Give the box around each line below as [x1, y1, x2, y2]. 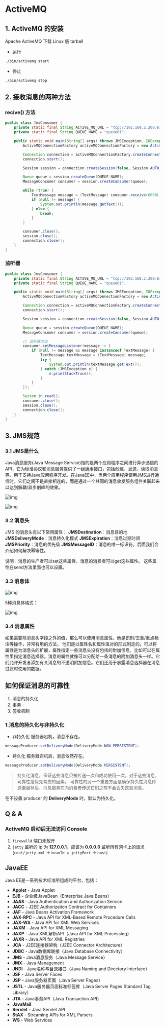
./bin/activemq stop [5, 78, 48, 83]
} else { [31, 206, 50, 211]
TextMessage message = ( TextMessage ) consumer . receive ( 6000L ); [31, 192, 164, 198]
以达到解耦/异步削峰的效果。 [5, 485, 63, 491]
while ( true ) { [23, 188, 54, 193]
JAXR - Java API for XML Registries [12, 936, 85, 942]
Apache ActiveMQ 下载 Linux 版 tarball [5, 38, 83, 44]
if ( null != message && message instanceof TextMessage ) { [31, 348, 155, 353]
